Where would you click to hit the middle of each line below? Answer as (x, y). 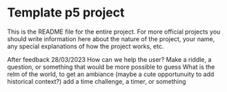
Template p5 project (66, 13)
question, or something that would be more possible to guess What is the (111, 67)
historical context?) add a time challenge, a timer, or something (97, 81)
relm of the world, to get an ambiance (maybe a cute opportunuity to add (111, 74)
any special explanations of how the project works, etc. (86, 46)
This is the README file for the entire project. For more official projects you (114, 32)
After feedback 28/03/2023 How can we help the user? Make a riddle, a (109, 59)
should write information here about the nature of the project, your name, (111, 38)
